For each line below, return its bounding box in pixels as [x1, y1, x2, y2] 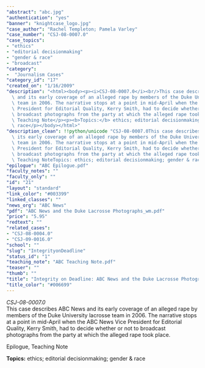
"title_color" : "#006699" [6, 282, 72, 288]
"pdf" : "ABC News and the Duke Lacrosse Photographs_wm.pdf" [6, 208, 165, 214]
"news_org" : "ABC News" [6, 202, 67, 208]
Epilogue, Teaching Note [6, 343, 68, 350]
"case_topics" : [6, 37, 45, 43]
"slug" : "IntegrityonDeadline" [6, 248, 86, 254]
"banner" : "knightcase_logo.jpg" [6, 20, 92, 26]
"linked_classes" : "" [6, 196, 62, 202]
